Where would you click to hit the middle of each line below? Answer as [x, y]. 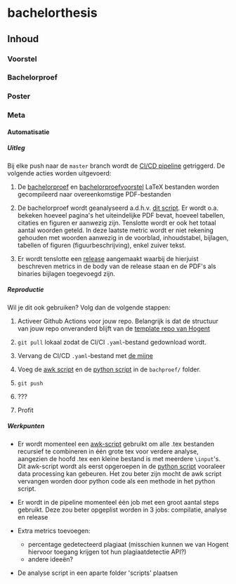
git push [30, 383]
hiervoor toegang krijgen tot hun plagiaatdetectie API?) [107, 552]
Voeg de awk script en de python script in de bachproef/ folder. [109, 369]
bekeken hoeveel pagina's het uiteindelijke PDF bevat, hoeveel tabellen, [121, 215]
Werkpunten [26, 426]
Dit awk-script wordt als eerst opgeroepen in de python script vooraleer [122, 466]
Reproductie [26, 290]
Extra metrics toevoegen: [54, 531]
